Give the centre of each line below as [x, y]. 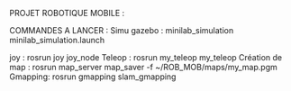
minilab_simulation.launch [57, 40]
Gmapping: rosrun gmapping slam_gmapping [93, 77]
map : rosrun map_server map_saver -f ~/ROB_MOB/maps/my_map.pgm [143, 67]
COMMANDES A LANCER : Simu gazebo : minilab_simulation [122, 30]
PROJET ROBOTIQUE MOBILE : [67, 13]
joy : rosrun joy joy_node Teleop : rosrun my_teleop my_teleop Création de [146, 57]
